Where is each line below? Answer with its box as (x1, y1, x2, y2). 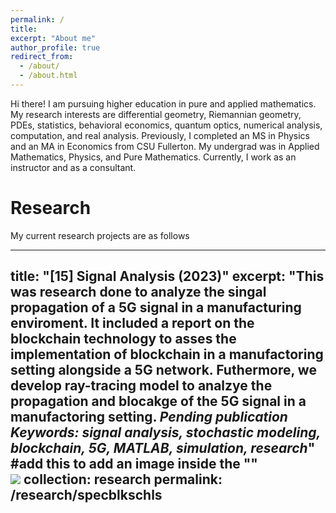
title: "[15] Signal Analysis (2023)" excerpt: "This (10, 268, 325, 285)
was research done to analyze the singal (10, 284, 267, 301)
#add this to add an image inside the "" (10, 456, 258, 473)
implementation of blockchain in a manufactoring (10, 346, 324, 363)
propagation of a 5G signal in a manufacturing (10, 299, 302, 316)
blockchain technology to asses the (10, 331, 237, 348)
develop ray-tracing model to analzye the (10, 377, 273, 395)
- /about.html (19, 71, 78, 81)
